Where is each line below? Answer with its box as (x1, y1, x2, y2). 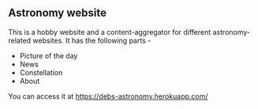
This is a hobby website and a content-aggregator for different (8, 27, 211, 36)
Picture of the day (19, 51, 78, 60)
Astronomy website (8, 6, 107, 20)
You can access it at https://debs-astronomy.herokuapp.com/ (8, 91, 208, 101)
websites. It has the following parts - (32, 36, 151, 45)
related (8, 36, 32, 45)
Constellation (19, 67, 63, 77)
